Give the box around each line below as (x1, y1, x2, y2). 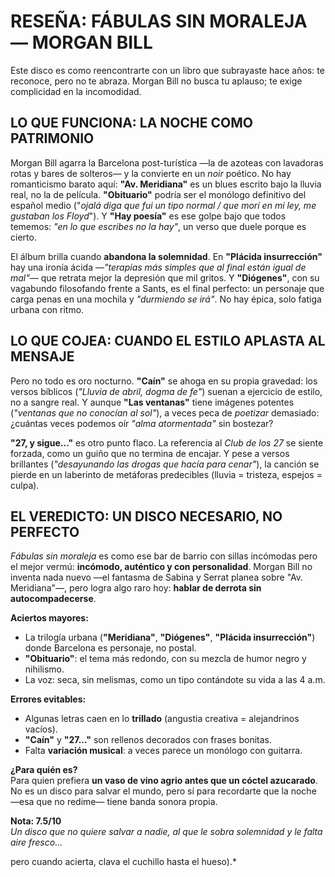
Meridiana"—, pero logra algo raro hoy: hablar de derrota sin (10, 582, 262, 594)
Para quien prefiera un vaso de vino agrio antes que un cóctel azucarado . (10, 775, 318, 787)
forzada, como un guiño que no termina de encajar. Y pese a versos (10, 447, 290, 459)
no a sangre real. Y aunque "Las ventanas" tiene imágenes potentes (10, 396, 295, 408)
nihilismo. (24, 663, 65, 675)
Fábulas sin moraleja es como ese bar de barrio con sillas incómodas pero (10, 550, 318, 562)
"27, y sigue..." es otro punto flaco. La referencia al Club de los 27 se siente (10, 436, 324, 449)
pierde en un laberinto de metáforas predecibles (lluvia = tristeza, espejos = (10, 468, 323, 480)
